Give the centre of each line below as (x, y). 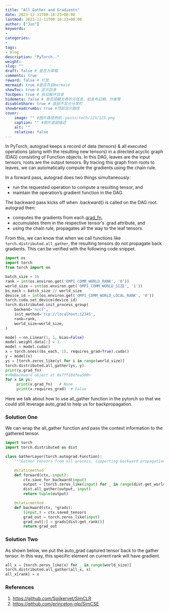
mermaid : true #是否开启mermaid (38, 85)
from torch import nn (28, 268)
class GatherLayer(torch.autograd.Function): (54, 457)
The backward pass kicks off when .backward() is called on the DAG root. (81, 202)
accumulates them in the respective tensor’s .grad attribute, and (79, 223)
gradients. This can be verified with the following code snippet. (70, 249)
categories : (18, 38)
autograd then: (21, 208)
